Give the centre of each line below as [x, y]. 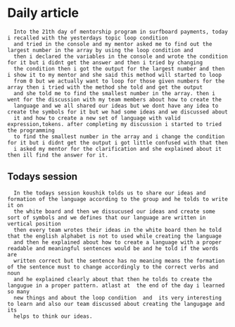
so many [19, 291]
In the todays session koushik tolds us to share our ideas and [110, 193]
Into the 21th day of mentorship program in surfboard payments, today [121, 32]
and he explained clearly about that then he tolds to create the [113, 279]
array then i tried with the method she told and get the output [105, 87]
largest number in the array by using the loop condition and [100, 50]
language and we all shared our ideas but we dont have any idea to [116, 106]
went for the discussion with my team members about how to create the [114, 99]
